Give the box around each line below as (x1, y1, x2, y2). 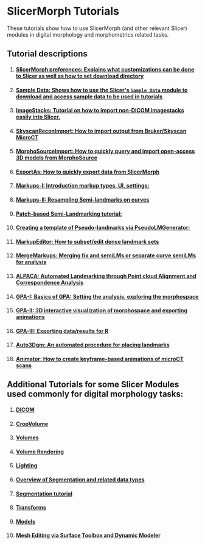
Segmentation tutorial (15, 490, 72, 497)
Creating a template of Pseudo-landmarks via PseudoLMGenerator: (15, 224, 190, 232)
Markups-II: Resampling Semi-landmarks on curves (15, 196, 150, 203)
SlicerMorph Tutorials (7, 4, 119, 18)
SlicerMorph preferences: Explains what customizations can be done (15, 65, 195, 73)
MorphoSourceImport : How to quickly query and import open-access (15, 148, 195, 155)
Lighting (15, 462, 38, 469)
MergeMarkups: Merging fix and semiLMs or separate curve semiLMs (15, 252, 196, 259)
